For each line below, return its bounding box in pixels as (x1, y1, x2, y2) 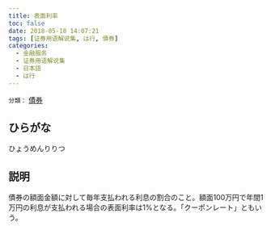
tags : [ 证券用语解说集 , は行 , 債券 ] (8, 34, 119, 43)
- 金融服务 (15, 49, 48, 57)
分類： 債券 (8, 94, 43, 105)
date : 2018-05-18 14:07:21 (8, 27, 100, 35)
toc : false (8, 19, 45, 27)
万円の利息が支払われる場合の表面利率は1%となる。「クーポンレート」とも (8, 203, 256, 212)
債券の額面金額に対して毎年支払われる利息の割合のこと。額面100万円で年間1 (8, 193, 264, 203)
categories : (8, 42, 49, 50)
